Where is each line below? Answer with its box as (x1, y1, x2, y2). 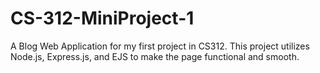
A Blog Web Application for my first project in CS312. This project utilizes (10, 40, 310, 52)
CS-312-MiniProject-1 (10, 7, 195, 30)
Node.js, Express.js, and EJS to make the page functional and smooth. (10, 50, 300, 62)
